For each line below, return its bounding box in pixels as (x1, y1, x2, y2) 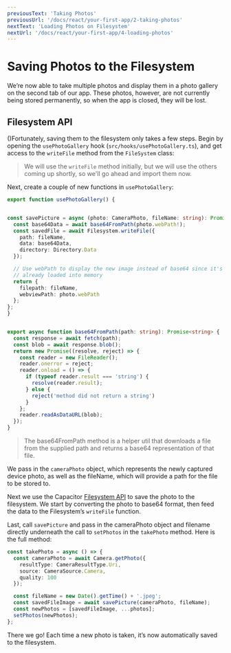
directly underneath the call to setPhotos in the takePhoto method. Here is (7, 528, 215, 536)
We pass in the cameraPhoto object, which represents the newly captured (7, 465, 213, 473)
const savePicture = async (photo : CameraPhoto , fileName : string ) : (7, 214, 208, 221)
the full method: (7, 535, 52, 543)
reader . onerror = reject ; (19, 360, 94, 368)
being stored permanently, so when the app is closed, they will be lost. (7, 96, 208, 104)
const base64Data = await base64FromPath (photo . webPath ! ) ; (13, 221, 186, 228)
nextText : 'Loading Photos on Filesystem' (7, 23, 131, 30)
